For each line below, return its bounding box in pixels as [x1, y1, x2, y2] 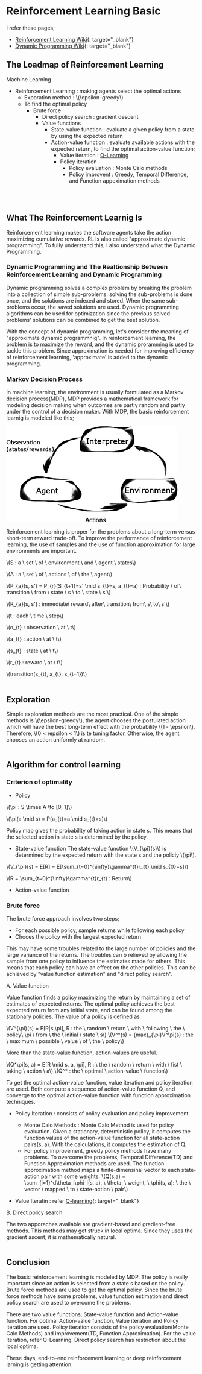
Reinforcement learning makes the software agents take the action [6, 228, 172, 236]
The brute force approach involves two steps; [6, 915, 119, 922]
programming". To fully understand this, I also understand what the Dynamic [6, 241, 196, 248]
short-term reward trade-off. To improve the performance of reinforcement [6, 535, 192, 542]
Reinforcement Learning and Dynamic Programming [6, 270, 162, 279]
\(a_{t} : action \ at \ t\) [6, 635, 62, 643]
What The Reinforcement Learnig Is [6, 213, 143, 223]
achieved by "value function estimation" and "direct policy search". [6, 970, 173, 977]
